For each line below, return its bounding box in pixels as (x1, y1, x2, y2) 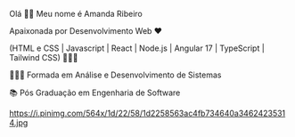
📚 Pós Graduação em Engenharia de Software (9, 87, 181, 98)
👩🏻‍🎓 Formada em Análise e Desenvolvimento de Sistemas (9, 69, 222, 80)
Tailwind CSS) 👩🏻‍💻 (9, 52, 78, 62)
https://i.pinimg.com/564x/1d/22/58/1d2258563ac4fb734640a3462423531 (9, 108, 286, 118)
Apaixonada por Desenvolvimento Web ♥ (9, 26, 163, 36)
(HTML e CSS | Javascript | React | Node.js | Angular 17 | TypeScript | (9, 43, 265, 53)
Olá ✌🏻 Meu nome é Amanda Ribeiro (9, 9, 143, 19)
